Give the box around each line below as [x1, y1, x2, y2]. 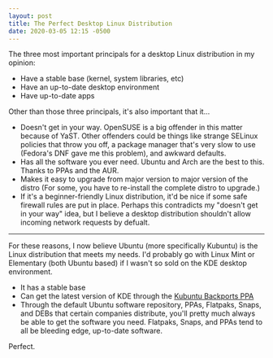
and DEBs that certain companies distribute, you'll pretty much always [19, 308, 256, 318]
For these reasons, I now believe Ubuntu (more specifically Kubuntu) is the [8, 241, 258, 251]
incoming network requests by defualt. [19, 217, 150, 228]
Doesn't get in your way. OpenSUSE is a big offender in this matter [19, 123, 243, 133]
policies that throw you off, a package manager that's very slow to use [19, 140, 256, 150]
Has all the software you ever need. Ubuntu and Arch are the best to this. [19, 157, 265, 167]
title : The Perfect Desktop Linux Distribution [8, 20, 173, 28]
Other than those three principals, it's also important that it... [8, 107, 210, 116]
